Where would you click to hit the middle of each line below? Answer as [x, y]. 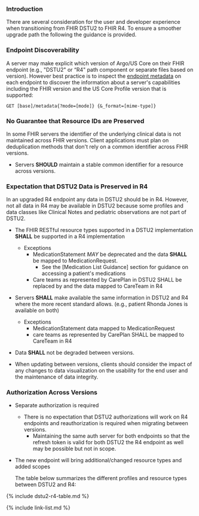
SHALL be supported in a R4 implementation [70, 236]
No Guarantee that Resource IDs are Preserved [75, 121]
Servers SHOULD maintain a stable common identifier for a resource [99, 164]
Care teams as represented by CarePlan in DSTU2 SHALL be [107, 280]
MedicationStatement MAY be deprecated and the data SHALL [110, 254]
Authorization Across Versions [52, 392]
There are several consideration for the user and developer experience [93, 22]
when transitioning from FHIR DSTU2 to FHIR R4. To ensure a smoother [94, 28]
